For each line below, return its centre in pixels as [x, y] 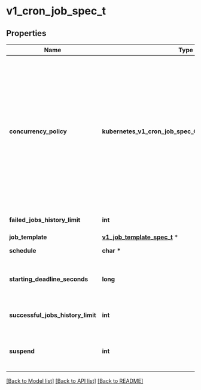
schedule [23, 250]
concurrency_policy [38, 131]
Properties [26, 33]
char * [112, 250]
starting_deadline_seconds [49, 279]
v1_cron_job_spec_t [56, 11]
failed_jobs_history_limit [45, 220]
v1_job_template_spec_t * [140, 237]
